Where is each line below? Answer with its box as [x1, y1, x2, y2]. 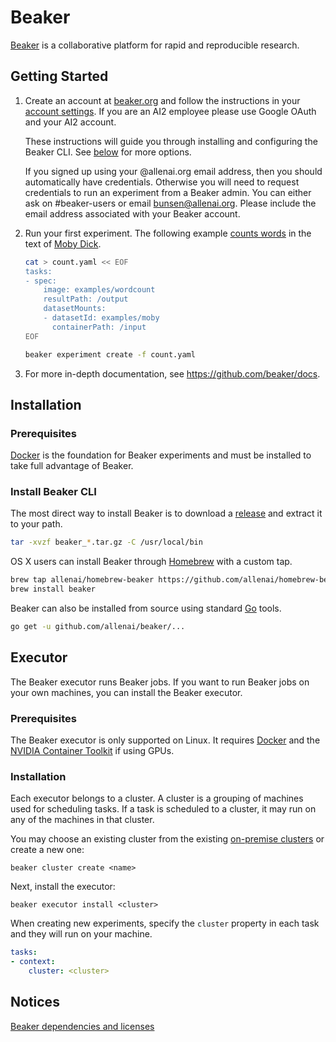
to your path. [10, 518, 63, 530]
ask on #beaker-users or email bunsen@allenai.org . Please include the [24, 197, 317, 209]
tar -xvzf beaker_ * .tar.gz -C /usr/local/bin [10, 537, 203, 548]
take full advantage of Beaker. [10, 460, 134, 472]
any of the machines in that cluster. [10, 814, 155, 826]
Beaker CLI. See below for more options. [24, 146, 192, 158]
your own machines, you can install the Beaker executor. [10, 686, 243, 698]
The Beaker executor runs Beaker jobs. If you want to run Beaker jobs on [10, 676, 310, 688]
